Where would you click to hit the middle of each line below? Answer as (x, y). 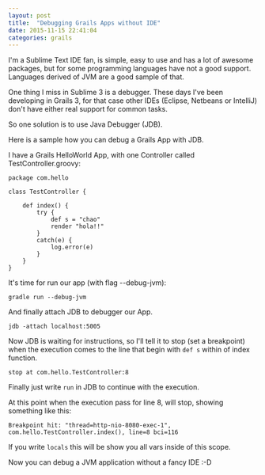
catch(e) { (55, 241)
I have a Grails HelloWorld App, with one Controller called (102, 155)
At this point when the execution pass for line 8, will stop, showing (116, 403)
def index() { (45, 206)
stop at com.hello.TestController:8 (68, 373)
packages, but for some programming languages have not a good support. (130, 69)
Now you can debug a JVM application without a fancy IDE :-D (110, 462)
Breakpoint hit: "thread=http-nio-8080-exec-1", (90, 426)
